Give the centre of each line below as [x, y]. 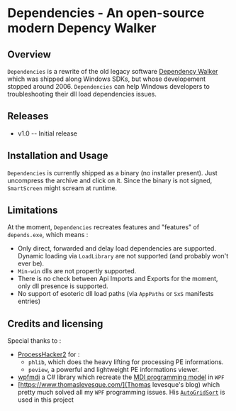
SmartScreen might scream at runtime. [62, 188]
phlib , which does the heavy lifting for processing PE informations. [126, 362]
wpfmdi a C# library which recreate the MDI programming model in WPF [121, 377]
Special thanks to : [34, 341]
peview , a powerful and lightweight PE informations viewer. [114, 370]
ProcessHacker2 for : [49, 355]
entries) [29, 301]
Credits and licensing [55, 323]
